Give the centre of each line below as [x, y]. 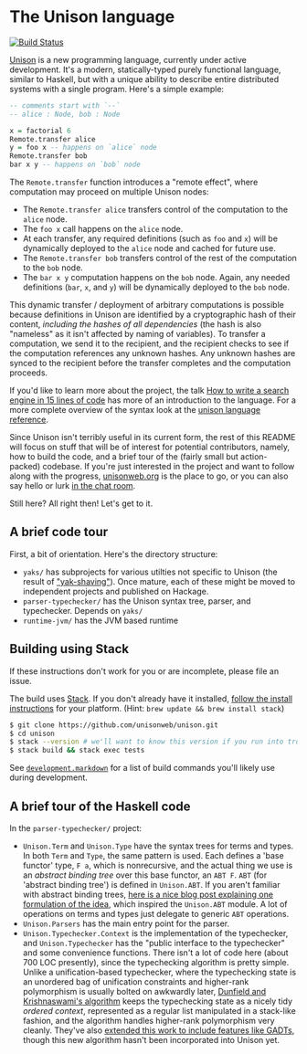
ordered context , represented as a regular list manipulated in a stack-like [159, 1011]
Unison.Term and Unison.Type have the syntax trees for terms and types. [158, 846]
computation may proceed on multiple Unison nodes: [109, 192]
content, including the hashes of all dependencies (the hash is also [136, 324]
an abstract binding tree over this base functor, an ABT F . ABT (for [145, 875]
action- [254, 457]
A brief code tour [59, 532]
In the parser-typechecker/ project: [76, 828]
